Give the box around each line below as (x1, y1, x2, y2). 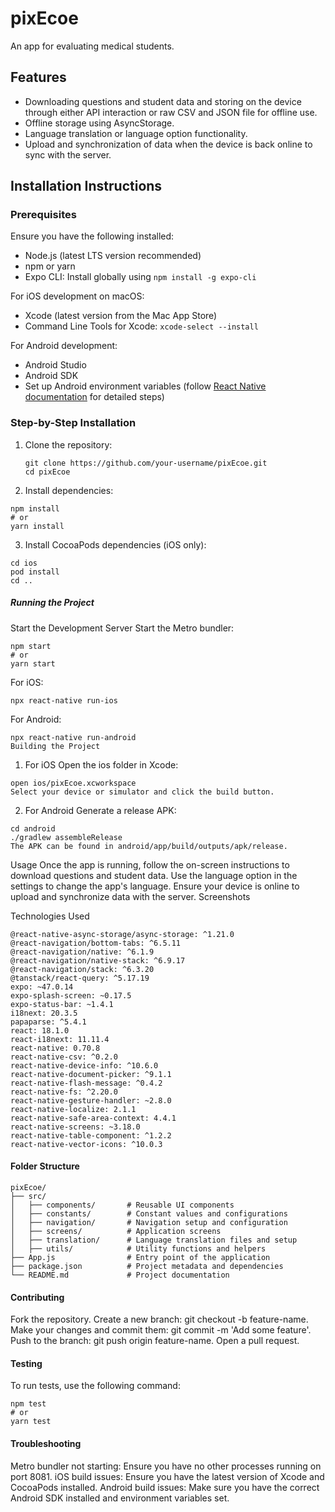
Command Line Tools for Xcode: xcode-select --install (24, 320, 259, 332)
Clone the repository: (24, 438, 113, 451)
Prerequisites (10, 208, 77, 222)
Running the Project (10, 597, 95, 609)
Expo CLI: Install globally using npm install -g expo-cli (24, 271, 257, 283)
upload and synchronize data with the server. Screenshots (10, 890, 251, 902)
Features (10, 69, 67, 86)
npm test (10, 1399, 47, 1409)
